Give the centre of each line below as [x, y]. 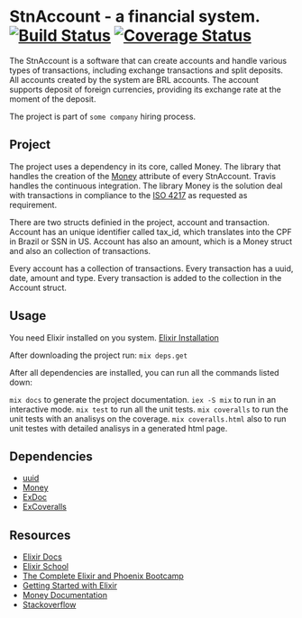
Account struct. [38, 287]
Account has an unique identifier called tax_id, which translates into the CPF [151, 232]
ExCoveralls [45, 507]
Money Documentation [65, 595]
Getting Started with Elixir [69, 586]
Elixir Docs [42, 557]
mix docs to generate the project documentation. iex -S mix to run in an [143, 399]
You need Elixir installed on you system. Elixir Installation [114, 337]
